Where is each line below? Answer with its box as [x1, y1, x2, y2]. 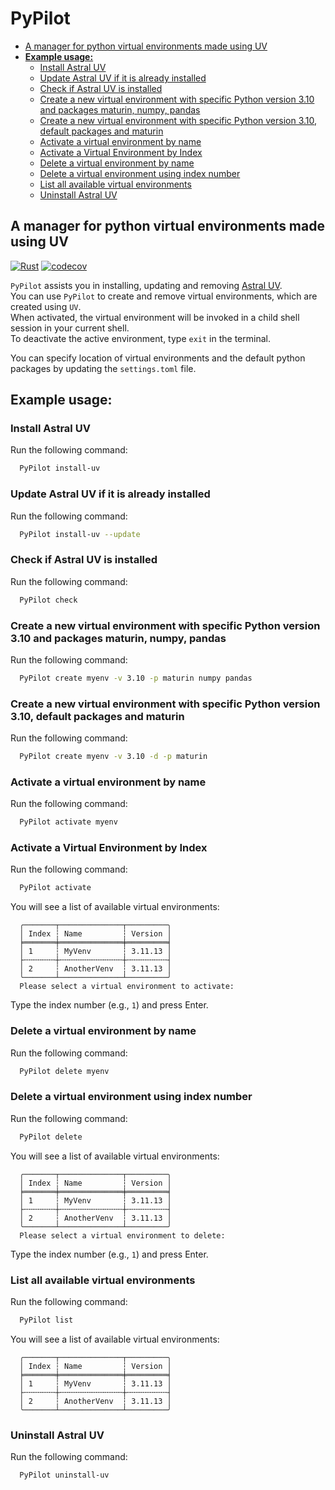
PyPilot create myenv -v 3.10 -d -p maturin [19, 752, 208, 762]
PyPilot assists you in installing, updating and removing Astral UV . [10, 279, 283, 291]
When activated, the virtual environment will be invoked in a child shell [10, 311, 300, 323]
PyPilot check [19, 595, 78, 605]
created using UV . [10, 300, 82, 312]
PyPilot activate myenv [19, 817, 118, 827]
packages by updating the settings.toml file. [10, 362, 197, 374]
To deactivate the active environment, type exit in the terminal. [10, 332, 271, 344]
